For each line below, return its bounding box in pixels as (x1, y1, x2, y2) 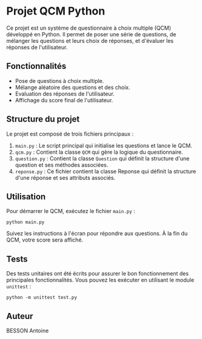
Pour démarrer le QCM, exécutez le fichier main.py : (6, 208, 135, 215)
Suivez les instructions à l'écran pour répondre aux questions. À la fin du (6, 230, 188, 237)
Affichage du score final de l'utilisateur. (15, 96, 113, 104)
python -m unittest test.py (6, 295, 78, 301)
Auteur (6, 311, 33, 321)
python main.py (6, 219, 45, 225)
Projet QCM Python (6, 4, 106, 18)
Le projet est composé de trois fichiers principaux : (6, 130, 134, 137)
